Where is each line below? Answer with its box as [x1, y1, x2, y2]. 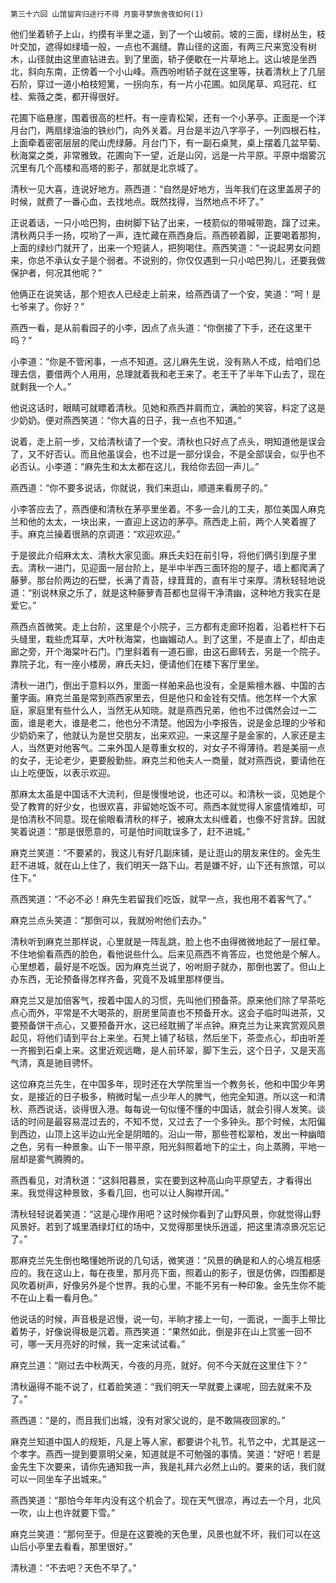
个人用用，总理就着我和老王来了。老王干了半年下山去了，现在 [71, 368, 326, 380]
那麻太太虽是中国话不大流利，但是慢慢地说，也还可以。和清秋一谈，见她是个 [10, 788, 326, 800]
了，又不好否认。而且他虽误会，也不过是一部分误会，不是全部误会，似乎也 [10, 448, 317, 460]
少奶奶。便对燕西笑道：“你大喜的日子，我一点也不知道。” [10, 414, 242, 426]
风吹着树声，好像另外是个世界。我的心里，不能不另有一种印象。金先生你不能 [10, 1279, 326, 1291]
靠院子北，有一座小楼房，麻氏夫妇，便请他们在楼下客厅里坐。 [10, 658, 265, 670]
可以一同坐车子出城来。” [10, 1473, 107, 1485]
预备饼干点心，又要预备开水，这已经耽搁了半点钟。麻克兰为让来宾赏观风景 [18, 1019, 326, 1031]
